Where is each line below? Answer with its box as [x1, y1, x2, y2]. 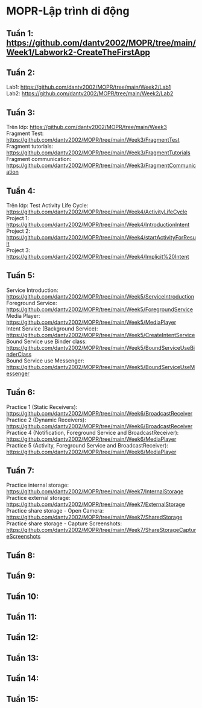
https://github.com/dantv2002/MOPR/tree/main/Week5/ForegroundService [6, 306, 194, 313]
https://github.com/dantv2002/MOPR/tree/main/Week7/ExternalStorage [6, 501, 186, 508]
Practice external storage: [6, 495, 71, 502]
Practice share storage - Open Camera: [6, 507, 104, 514]
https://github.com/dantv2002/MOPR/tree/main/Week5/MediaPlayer [6, 318, 177, 326]
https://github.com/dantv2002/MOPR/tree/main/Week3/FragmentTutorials [6, 149, 191, 156]
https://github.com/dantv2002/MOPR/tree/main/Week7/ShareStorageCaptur [6, 526, 197, 534]
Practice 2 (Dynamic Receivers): [6, 416, 86, 423]
